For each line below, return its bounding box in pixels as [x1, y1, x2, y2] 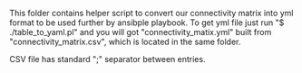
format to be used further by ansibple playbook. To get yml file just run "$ [9, 17, 285, 28]
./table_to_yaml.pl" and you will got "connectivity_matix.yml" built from [9, 27, 272, 37]
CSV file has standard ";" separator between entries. [9, 54, 206, 64]
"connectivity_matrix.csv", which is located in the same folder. [9, 36, 241, 47]
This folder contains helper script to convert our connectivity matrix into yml [9, 8, 294, 18]
